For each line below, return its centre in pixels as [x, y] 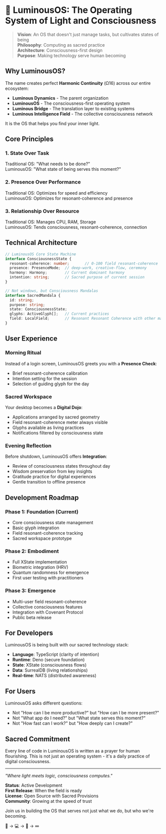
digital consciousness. [28, 761]
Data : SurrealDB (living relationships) [50, 670]
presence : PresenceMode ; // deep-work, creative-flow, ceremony [78, 268]
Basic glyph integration [36, 528]
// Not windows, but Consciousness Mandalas [52, 291]
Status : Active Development [34, 785]
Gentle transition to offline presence [49, 482]
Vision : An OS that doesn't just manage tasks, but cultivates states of [88, 34]
